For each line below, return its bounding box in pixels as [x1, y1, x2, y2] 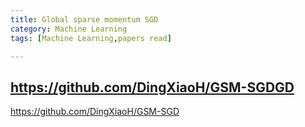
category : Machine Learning [10, 24, 128, 34]
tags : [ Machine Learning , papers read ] [10, 33, 172, 43]
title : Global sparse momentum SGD [10, 14, 159, 25]
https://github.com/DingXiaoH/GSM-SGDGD [10, 79, 295, 96]
